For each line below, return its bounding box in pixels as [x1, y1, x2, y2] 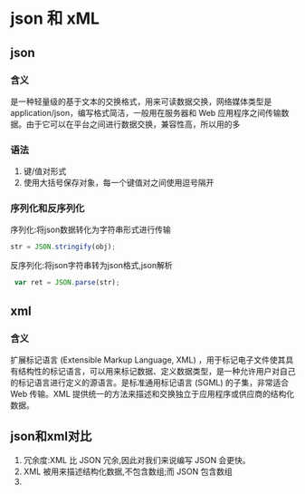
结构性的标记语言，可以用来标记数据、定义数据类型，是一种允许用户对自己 [17, 365, 296, 376]
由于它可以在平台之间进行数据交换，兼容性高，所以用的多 [25, 119, 241, 130]
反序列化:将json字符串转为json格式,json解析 [10, 260, 173, 271]
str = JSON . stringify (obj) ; [10, 242, 117, 252]
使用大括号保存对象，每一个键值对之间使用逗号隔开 [23, 178, 214, 189]
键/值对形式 [23, 166, 67, 177]
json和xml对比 [10, 429, 92, 444]
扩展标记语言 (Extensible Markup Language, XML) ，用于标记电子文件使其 [10, 354, 286, 365]
